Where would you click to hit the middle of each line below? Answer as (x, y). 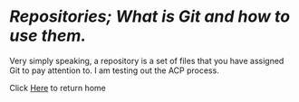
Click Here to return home (58, 88)
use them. (48, 36)
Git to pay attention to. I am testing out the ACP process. (114, 70)
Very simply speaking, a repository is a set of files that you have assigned (147, 60)
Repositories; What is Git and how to (150, 17)
